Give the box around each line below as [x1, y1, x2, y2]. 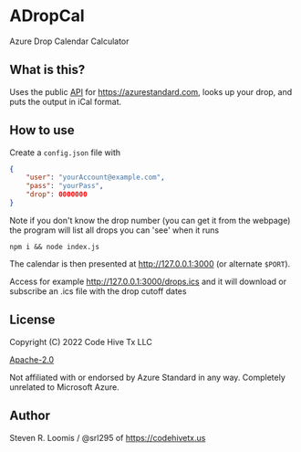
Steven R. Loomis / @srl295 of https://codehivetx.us [9, 432, 206, 443]
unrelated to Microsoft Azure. [9, 381, 120, 393]
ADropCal [9, 5, 85, 26]
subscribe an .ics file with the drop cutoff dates [9, 285, 187, 297]
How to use [9, 122, 75, 138]
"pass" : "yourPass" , [26, 182, 104, 191]
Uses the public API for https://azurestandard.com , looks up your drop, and [9, 86, 293, 97]
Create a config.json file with [9, 147, 121, 158]
